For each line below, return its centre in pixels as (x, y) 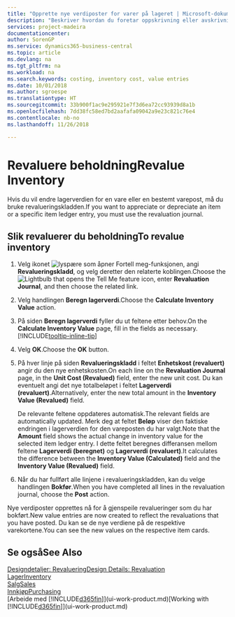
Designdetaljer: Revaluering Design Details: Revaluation (86, 569)
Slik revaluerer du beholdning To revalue (96, 236)
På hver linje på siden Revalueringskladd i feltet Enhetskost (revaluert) (121, 363)
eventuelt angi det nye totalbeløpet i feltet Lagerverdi (94, 385)
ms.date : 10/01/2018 (37, 85)
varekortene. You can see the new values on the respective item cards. (108, 530)
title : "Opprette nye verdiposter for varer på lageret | (93, 14)
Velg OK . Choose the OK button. (63, 349)
